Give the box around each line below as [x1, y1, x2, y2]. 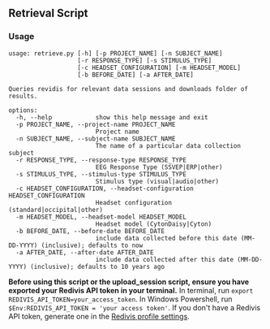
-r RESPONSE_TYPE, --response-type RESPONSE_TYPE [15, 156, 186, 164]
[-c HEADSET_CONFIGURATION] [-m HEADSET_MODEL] [77, 63, 242, 71]
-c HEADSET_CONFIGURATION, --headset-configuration [15, 184, 195, 193]
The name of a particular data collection [95, 141, 242, 149]
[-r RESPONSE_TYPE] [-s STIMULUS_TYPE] [77, 56, 212, 64]
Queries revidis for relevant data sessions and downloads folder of [8, 84, 249, 93]
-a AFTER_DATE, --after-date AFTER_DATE [15, 248, 154, 257]
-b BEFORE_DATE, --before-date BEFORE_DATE [15, 227, 165, 235]
